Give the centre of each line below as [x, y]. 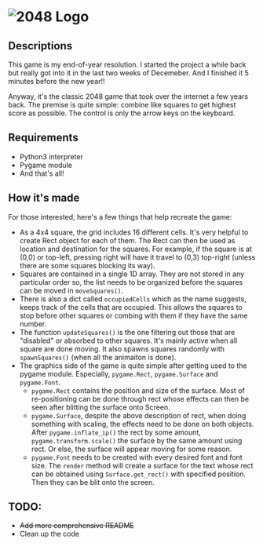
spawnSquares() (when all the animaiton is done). [98, 357]
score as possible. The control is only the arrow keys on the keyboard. [122, 113]
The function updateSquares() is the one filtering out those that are [127, 332]
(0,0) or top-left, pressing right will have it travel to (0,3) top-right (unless [137, 257]
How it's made [44, 198]
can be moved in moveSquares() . [71, 290]
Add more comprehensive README [77, 526]
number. [33, 324]
